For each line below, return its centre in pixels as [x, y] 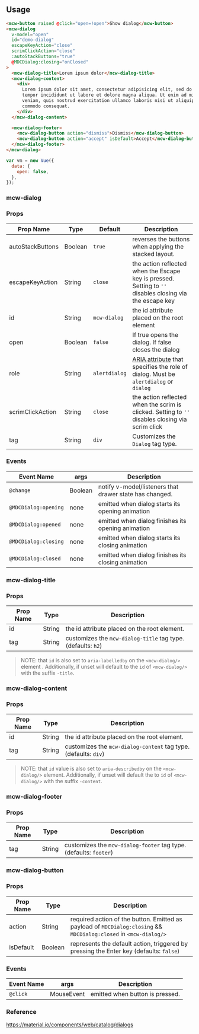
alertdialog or [153, 381]
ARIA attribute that [158, 359]
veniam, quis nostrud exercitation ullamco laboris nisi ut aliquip [108, 101]
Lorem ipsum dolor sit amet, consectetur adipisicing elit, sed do [107, 90]
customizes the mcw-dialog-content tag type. [127, 746]
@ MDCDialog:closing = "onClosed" [50, 62]
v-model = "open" [30, 34]
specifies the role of [160, 366]
